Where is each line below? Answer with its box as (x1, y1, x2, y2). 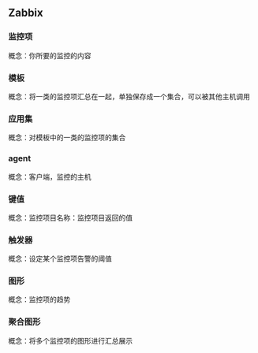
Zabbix (8, 6, 43, 20)
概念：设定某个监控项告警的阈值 (8, 254, 112, 263)
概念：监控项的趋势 (8, 295, 71, 304)
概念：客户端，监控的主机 (8, 172, 92, 181)
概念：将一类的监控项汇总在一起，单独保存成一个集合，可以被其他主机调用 (8, 91, 250, 101)
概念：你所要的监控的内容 (8, 50, 92, 60)
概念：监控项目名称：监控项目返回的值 (8, 213, 133, 222)
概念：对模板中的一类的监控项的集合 (8, 133, 126, 143)
